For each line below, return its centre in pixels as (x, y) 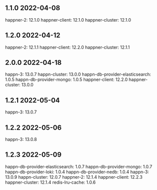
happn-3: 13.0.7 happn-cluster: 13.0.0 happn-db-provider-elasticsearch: (78, 74)
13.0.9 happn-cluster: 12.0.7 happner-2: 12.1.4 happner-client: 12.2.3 (74, 177)
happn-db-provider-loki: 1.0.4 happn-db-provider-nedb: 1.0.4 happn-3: (77, 172)
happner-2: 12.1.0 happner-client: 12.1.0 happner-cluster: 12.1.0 (68, 20)
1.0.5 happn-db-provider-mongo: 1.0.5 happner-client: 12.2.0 (66, 80)
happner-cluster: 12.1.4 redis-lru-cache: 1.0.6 (50, 182)
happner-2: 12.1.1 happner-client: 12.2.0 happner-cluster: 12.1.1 (68, 47)
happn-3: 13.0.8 (21, 139)
